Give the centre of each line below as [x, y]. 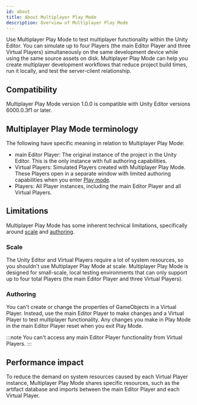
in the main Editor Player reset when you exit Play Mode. [75, 326]
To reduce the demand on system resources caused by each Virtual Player [97, 377]
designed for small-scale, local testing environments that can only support [97, 273]
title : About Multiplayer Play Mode [51, 17]
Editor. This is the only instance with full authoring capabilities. [91, 161]
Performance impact [45, 362]
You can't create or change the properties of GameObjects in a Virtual [91, 307]
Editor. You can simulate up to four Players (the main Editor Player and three [98, 46]
